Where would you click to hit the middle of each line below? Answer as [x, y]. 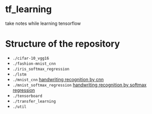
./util [19, 107]
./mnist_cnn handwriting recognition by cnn [58, 79]
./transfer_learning [34, 101]
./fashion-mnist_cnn [34, 64]
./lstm [19, 74]
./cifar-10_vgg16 [31, 58]
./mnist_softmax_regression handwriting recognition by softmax [80, 85]
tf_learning [29, 9]
